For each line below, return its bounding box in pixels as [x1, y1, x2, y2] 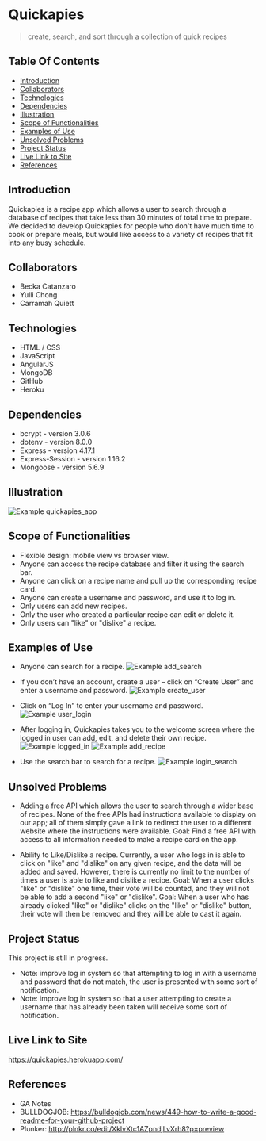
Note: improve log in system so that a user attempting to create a [19, 994, 232, 1004]
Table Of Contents [8, 55, 101, 68]
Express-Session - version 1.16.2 [19, 454, 126, 463]
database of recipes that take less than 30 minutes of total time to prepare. [8, 213, 253, 222]
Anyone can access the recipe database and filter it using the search [19, 559, 245, 569]
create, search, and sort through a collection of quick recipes [27, 32, 228, 41]
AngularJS [19, 359, 54, 369]
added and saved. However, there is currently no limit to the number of [19, 867, 251, 877]
